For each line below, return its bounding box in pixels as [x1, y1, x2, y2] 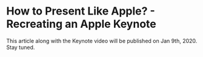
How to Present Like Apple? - [6, 4, 156, 18]
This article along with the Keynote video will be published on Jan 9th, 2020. [6, 37, 198, 44]
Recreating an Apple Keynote [6, 17, 156, 31]
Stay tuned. [6, 44, 35, 51]
